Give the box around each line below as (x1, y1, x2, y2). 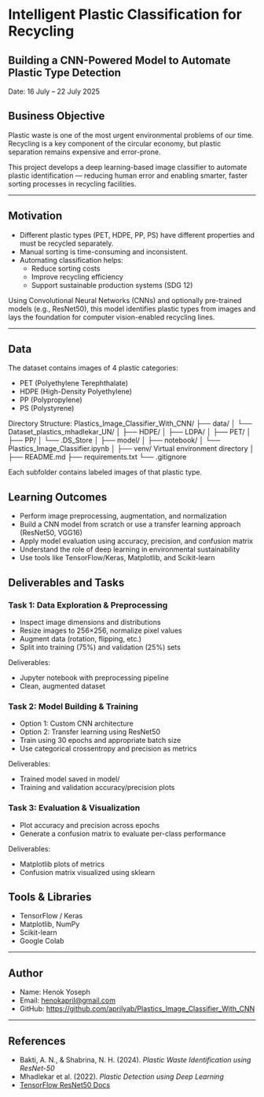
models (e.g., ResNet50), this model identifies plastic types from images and (8, 304, 256, 313)
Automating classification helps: (19, 255, 123, 264)
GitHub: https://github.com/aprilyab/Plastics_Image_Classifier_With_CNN (19, 1004, 255, 1014)
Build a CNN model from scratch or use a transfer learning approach (19, 519, 241, 529)
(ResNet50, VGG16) (19, 528, 82, 537)
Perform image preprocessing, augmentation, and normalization (19, 512, 227, 521)
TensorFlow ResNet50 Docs (19, 1080, 111, 1089)
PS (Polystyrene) (19, 404, 75, 413)
